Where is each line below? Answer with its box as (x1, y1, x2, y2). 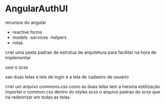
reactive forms (12, 29, 42, 35)
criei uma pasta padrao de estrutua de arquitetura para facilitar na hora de (5, 49, 157, 55)
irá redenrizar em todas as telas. (5, 94, 71, 100)
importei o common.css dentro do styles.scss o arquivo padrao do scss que (5, 89, 160, 95)
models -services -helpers (12, 34, 67, 40)
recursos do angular (5, 19, 47, 25)
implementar (5, 54, 31, 60)
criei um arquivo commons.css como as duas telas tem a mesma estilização (5, 83, 160, 90)
